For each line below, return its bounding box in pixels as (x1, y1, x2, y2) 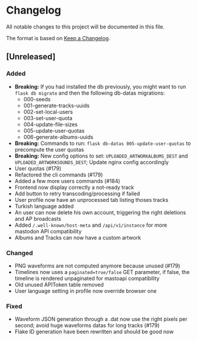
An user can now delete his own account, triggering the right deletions (14, 208, 186, 216)
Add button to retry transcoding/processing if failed (14, 190, 140, 197)
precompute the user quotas (14, 146, 84, 153)
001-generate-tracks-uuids (23, 102, 90, 109)
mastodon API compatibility (14, 227, 82, 234)
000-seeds (23, 95, 51, 102)
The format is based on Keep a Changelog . (6, 34, 110, 41)
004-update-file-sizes (23, 121, 78, 128)
